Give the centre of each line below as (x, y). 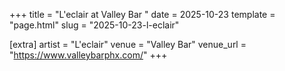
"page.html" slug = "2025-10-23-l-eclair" (94, 25)
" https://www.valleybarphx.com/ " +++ (88, 55)
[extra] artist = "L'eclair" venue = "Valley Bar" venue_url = (128, 44)
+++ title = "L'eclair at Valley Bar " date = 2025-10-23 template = (142, 14)
